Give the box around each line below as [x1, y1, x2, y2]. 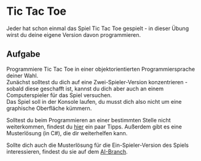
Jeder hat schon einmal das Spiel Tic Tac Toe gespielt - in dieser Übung [6, 25, 189, 32]
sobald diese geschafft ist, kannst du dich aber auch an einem [6, 85, 164, 92]
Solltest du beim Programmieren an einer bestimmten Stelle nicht [6, 116, 171, 124]
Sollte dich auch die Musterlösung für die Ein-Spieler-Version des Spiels [6, 141, 189, 149]
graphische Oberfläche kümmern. [6, 104, 92, 112]
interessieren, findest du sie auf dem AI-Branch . [6, 147, 128, 155]
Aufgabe [6, 49, 41, 60]
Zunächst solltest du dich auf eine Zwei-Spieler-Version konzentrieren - [6, 78, 188, 85]
